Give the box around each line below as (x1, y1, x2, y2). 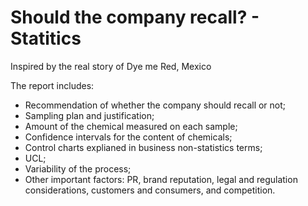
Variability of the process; (24, 162, 132, 175)
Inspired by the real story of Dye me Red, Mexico (10, 60, 212, 72)
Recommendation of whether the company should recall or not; (24, 99, 287, 111)
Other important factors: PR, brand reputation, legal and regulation (24, 173, 298, 185)
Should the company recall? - (10, 6, 260, 29)
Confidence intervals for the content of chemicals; (24, 131, 233, 143)
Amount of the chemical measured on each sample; (24, 120, 238, 132)
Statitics (10, 27, 82, 50)
